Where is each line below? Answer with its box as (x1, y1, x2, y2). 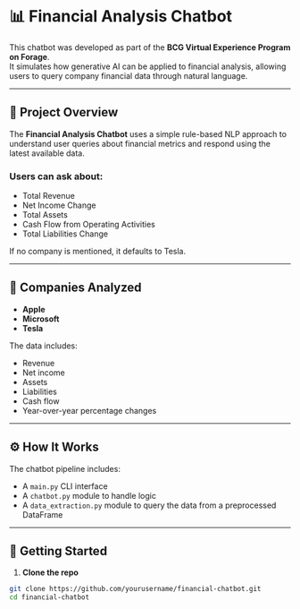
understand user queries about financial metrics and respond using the (9, 138, 271, 149)
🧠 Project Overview (9, 105, 119, 120)
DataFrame (21, 509, 63, 519)
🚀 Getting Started (9, 544, 108, 559)
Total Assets (21, 210, 69, 220)
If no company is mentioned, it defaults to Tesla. (9, 246, 187, 257)
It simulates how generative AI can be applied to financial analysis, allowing (9, 61, 287, 72)
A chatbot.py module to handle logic (21, 490, 156, 501)
